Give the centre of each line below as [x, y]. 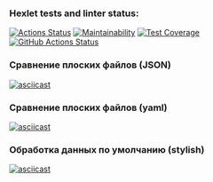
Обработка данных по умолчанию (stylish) [107, 149]
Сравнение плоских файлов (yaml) [88, 107]
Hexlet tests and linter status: [74, 13]
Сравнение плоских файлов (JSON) [90, 65]
